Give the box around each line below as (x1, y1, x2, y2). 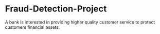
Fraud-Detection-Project (5, 3, 107, 14)
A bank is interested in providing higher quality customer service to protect (5, 19, 155, 25)
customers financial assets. (5, 24, 60, 30)
